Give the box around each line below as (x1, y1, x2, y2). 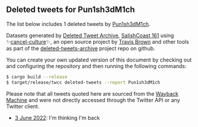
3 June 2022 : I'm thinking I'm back (14, 114, 100, 121)
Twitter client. (6, 103, 40, 110)
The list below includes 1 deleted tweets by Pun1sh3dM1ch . (6, 20, 151, 27)
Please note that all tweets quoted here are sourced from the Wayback (6, 90, 179, 97)
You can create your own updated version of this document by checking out (6, 56, 192, 63)
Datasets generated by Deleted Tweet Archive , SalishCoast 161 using (6, 32, 174, 39)
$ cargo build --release (6, 74, 68, 80)
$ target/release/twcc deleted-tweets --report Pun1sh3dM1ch (6, 79, 161, 85)
